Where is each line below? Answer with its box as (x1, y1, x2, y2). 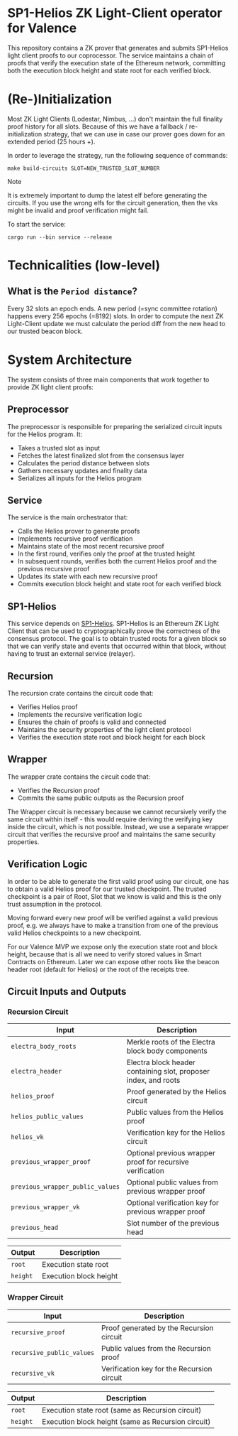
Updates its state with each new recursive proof (17, 572, 158, 581)
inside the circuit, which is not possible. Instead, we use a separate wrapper (7, 822, 229, 831)
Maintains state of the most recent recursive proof (17, 542, 164, 551)
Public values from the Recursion (101, 1343, 211, 1353)
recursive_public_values (11, 1349, 95, 1356)
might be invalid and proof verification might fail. (7, 206, 149, 215)
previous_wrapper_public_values (11, 1183, 120, 1191)
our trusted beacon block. (7, 327, 83, 335)
